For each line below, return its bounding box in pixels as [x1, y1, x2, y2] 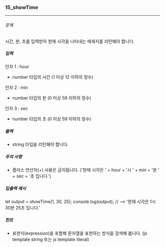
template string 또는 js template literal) [12, 237, 89, 243]
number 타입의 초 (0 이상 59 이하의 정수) [12, 116, 91, 122]
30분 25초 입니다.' [5, 205, 40, 211]
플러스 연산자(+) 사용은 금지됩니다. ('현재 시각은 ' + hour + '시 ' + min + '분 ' [12, 167, 160, 173]
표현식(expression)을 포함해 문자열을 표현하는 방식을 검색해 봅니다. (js [12, 230, 147, 236]
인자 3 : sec [5, 105, 28, 112]
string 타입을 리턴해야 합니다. [12, 142, 69, 148]
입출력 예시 [5, 185, 26, 191]
